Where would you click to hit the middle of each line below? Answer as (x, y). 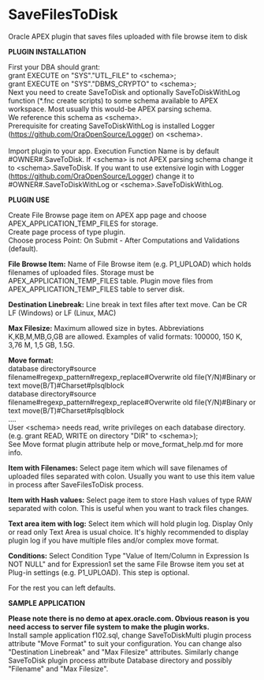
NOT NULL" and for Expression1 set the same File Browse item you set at (126, 564)
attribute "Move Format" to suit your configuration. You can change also (125, 643)
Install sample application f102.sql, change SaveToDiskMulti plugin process (130, 635)
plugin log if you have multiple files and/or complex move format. (113, 540)
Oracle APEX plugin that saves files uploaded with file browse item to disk (128, 36)
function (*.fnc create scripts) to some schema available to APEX (113, 100)
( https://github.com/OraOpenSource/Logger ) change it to (101, 176)
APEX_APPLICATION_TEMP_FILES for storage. (83, 224)
